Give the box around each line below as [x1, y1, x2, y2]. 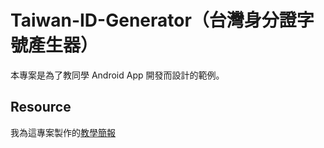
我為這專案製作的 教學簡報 [10, 126, 116, 138]
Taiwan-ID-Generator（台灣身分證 [10, 9, 297, 32]
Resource [10, 99, 72, 116]
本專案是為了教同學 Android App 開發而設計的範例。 [10, 69, 225, 81]
